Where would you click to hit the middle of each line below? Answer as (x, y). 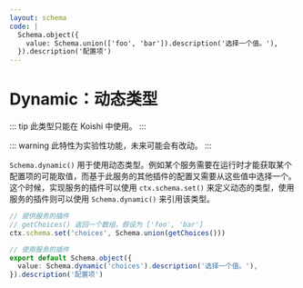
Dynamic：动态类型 (84, 99)
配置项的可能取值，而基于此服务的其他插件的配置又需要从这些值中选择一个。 (153, 176)
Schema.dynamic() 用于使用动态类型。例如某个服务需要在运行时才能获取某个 (151, 165)
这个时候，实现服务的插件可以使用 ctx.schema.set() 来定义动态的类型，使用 (152, 188)
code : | (24, 26)
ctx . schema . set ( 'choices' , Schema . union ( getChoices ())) (117, 233)
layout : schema (38, 18)
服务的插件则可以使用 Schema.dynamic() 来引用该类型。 (112, 199)
